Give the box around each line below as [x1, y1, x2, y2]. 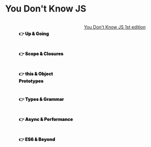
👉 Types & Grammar [18, 96, 64, 102]
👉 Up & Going [18, 31, 49, 37]
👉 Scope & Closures [18, 51, 64, 57]
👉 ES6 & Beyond [18, 136, 55, 142]
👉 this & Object [18, 71, 53, 77]
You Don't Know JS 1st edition [84, 24, 146, 30]
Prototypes [18, 78, 44, 84]
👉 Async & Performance [18, 116, 73, 122]
